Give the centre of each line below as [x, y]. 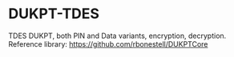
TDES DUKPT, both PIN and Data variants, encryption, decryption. [117, 36]
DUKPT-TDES [54, 14]
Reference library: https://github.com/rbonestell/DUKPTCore [108, 44]
